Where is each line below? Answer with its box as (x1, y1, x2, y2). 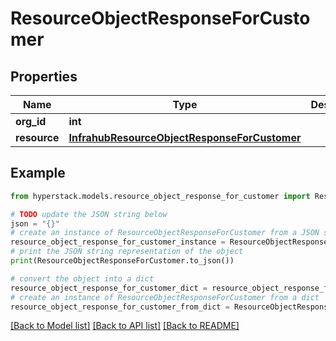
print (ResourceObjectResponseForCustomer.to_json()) (10, 256, 235, 266)
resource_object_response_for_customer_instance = (10, 237, 226, 247)
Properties (10, 68, 78, 85)
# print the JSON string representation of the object (10, 247, 244, 257)
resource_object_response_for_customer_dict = (10, 283, 208, 293)
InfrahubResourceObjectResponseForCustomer (68, 131, 302, 144)
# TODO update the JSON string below (10, 209, 168, 219)
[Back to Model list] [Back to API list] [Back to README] (10, 320, 240, 332)
